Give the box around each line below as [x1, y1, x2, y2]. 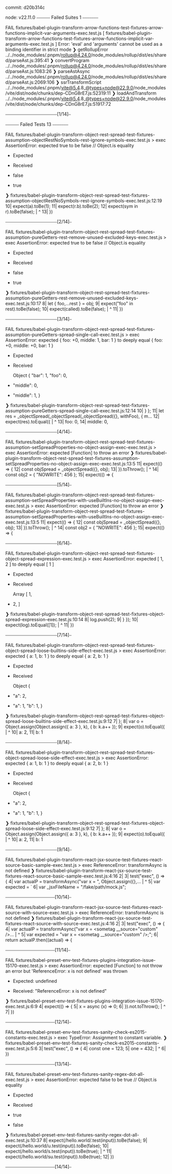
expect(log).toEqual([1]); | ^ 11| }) [5, 622, 74, 628]
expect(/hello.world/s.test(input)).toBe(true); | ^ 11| [5, 1148, 112, 1154]
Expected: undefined [12, 978, 58, 984]
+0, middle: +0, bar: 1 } [5, 343, 54, 348]
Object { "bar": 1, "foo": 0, [12, 372, 68, 378]
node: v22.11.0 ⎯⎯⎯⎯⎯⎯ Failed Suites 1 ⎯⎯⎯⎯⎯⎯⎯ [5, 14, 99, 20]
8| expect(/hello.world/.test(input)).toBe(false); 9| [43, 1138, 147, 1143]
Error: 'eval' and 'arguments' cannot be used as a [58, 41, 163, 47]
